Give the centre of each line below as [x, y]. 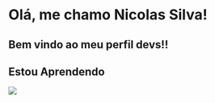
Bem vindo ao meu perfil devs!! [89, 45]
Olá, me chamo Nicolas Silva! [108, 15]
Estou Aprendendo [57, 71]
